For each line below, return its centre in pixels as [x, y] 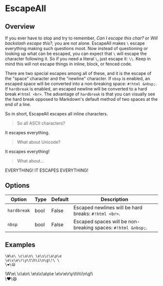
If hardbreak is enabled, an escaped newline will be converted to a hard [76, 89]
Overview [20, 27]
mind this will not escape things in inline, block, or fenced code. [69, 64]
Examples [20, 245]
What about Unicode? [39, 142]
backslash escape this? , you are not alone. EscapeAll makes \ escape [75, 43]
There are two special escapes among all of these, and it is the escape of [78, 73]
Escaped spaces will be [100, 221]
